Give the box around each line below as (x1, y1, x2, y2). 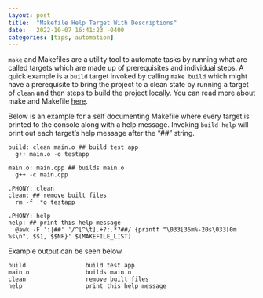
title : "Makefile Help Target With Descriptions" (8, 19, 177, 27)
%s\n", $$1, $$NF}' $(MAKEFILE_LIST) (8, 233, 132, 241)
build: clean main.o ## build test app (8, 144, 139, 151)
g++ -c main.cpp (15, 171, 68, 179)
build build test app (8, 262, 135, 270)
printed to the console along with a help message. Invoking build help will (8, 120, 249, 129)
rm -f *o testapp (15, 198, 76, 206)
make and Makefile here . (8, 96, 89, 106)
